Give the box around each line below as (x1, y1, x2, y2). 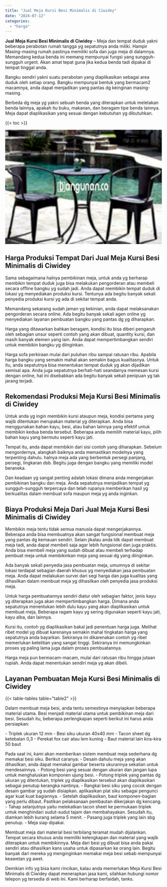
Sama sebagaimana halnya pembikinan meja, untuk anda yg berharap (5, 274, 148, 281)
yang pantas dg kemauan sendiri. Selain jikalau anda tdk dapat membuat (5, 537, 154, 543)
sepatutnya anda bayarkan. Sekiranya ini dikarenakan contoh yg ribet (5, 634, 147, 640)
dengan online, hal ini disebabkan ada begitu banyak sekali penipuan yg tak (5, 373, 160, 379)
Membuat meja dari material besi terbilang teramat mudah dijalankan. (5, 829, 147, 835)
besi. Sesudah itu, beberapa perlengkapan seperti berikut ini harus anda (5, 716, 153, 722)
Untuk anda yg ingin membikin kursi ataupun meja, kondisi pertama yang (5, 413, 154, 419)
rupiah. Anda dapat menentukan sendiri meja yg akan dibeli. (5, 660, 128, 666)
